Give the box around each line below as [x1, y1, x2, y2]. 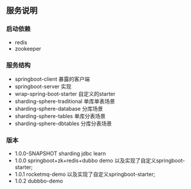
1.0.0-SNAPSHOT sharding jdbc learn [14, 150, 106, 157]
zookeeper [14, 45, 42, 52]
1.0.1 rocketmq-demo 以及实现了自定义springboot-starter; [14, 171, 155, 178]
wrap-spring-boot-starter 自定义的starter [14, 90, 116, 97]
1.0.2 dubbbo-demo [14, 177, 63, 185]
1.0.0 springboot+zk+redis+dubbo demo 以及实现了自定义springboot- [14, 157, 185, 164]
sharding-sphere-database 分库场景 [14, 105, 103, 112]
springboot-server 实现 [14, 82, 72, 90]
